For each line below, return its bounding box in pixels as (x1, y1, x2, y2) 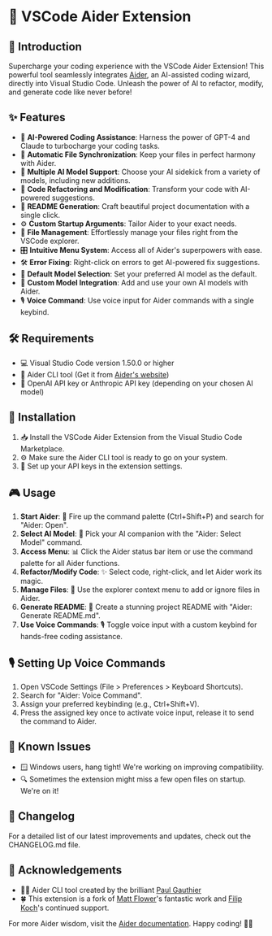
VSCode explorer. (19, 236, 80, 246)
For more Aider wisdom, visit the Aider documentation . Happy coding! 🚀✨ (8, 918, 253, 928)
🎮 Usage (8, 485, 56, 499)
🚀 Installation (8, 411, 76, 424)
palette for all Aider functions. (19, 559, 120, 568)
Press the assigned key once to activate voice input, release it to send (19, 707, 254, 718)
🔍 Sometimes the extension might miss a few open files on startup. (19, 774, 246, 784)
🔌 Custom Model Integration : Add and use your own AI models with (19, 277, 248, 287)
